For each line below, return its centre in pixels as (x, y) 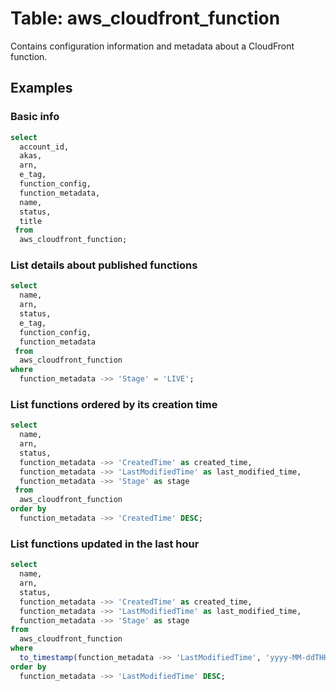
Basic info (35, 117)
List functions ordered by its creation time (114, 404)
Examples (41, 88)
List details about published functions (104, 265)
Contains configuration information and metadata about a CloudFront (152, 46)
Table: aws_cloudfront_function (145, 18)
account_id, (44, 147)
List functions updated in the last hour (105, 544)
